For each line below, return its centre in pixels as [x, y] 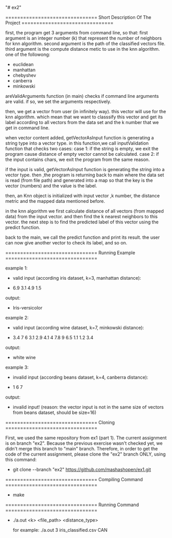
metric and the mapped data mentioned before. [55, 201]
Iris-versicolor [27, 308]
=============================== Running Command [72, 505]
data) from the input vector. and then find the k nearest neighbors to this [81, 216]
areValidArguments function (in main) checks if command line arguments [82, 96]
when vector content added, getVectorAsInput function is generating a [80, 138]
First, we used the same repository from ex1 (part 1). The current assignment [86, 438]
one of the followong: [28, 54]
